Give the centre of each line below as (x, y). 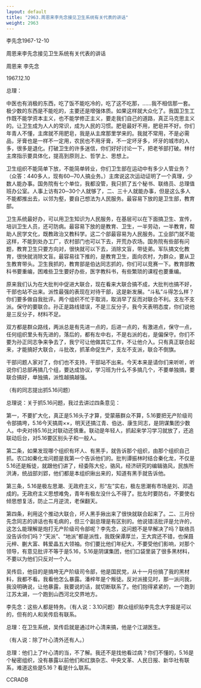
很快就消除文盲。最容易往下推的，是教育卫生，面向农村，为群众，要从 (103, 256)
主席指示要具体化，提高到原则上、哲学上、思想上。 (69, 156)
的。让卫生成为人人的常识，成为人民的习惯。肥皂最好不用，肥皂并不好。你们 (100, 126)
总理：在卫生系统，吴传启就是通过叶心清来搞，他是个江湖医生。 (85, 627)
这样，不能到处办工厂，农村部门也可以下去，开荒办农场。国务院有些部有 (95, 241)
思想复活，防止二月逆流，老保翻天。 (56, 501)
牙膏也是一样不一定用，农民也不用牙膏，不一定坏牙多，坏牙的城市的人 (103, 141)
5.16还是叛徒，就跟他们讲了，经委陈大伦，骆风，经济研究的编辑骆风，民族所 (100, 466)
